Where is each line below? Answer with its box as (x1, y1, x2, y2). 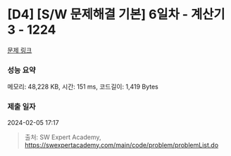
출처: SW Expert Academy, (24, 133, 101, 141)
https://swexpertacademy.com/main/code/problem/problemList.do (24, 141, 219, 149)
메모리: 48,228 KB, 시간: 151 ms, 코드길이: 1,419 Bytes (7, 82, 158, 91)
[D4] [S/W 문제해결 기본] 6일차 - (7, 6, 189, 22)
